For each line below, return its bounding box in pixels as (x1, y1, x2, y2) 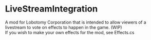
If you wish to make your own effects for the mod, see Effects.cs (5, 29, 135, 35)
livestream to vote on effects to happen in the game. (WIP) (5, 24, 122, 30)
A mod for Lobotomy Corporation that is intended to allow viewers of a (5, 19, 147, 25)
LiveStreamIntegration (5, 3, 98, 14)
